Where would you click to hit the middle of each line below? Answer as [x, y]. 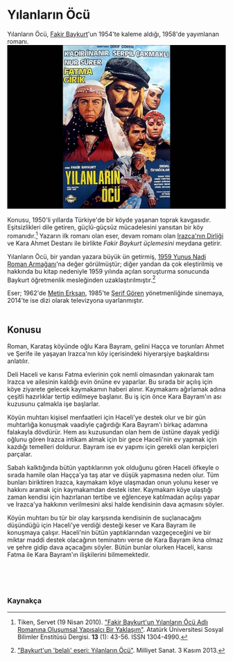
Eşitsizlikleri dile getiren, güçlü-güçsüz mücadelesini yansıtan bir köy [105, 227]
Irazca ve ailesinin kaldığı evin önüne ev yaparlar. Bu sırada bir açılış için [110, 382]
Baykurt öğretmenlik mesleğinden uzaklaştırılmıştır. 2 [81, 279]
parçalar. [20, 455]
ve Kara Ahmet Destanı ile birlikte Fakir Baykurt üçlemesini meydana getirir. [114, 243]
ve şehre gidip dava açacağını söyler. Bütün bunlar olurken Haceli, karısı [110, 547]
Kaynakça [24, 601]
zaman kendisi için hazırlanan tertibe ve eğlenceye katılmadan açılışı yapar [114, 497]
